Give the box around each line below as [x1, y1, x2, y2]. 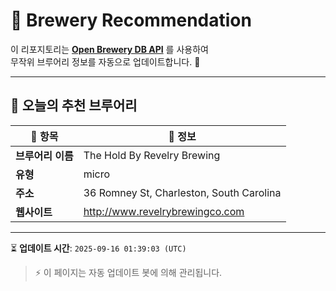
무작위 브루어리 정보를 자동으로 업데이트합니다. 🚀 [10, 55, 201, 68]
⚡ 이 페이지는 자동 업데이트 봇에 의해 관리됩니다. [34, 266, 223, 278]
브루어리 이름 [15, 149, 74, 163]
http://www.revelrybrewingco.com [83, 204, 245, 218]
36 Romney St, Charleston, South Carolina [83, 185, 282, 199]
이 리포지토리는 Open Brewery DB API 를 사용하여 [10, 43, 209, 55]
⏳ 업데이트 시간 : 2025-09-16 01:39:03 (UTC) [10, 242, 187, 254]
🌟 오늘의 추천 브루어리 [10, 97, 138, 114]
